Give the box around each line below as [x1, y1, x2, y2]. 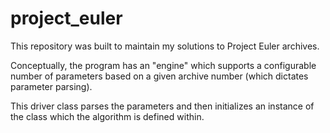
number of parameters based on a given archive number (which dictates [10, 70, 309, 82]
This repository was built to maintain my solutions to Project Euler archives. [10, 40, 320, 52]
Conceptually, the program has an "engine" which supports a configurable [10, 59, 317, 71]
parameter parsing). [10, 80, 93, 92]
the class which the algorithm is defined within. [10, 110, 205, 122]
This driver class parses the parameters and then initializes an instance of [10, 100, 315, 112]
